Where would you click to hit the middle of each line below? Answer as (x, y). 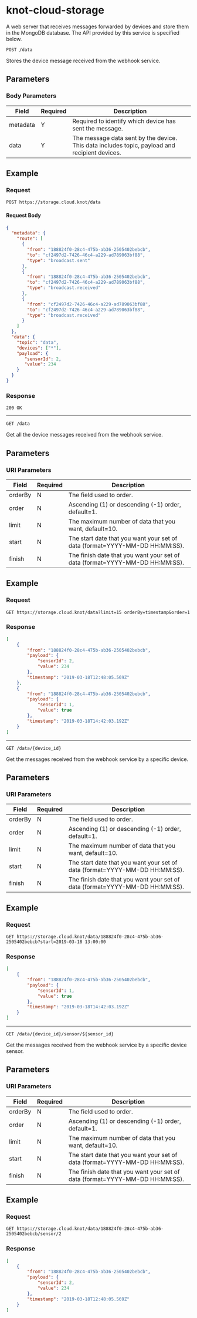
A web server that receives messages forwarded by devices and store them (98, 26)
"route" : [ (30, 239)
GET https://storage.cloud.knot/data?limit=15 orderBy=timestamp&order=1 (98, 612)
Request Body (23, 215)
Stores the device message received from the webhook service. (83, 61)
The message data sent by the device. (125, 137)
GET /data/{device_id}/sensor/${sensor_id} (60, 1034)
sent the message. (98, 128)
